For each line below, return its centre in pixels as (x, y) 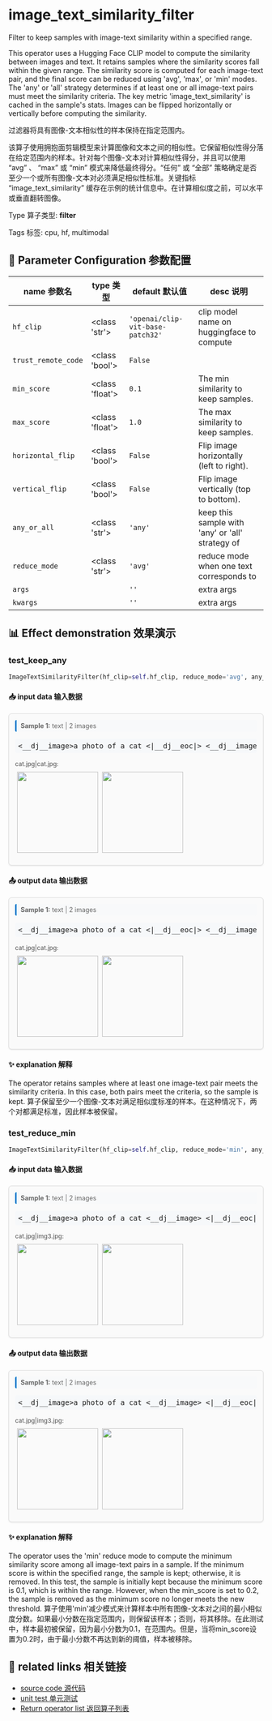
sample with (221, 522)
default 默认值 (160, 291)
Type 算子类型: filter (42, 215)
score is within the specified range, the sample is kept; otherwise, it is (125, 1573)
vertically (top (224, 489)
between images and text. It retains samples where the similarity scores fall (134, 62)
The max (215, 412)
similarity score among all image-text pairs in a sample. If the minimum (126, 1564)
